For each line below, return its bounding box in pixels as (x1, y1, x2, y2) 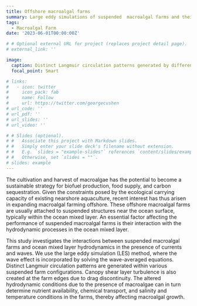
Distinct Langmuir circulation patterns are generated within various (6, 262, 168, 269)
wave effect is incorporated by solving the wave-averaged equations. (6, 256, 174, 263)
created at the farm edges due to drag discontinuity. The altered (6, 274, 161, 281)
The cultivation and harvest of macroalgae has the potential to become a (6, 176, 182, 183)
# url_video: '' (6, 122, 46, 128)
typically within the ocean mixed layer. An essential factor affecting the (6, 213, 177, 220)
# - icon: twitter (6, 84, 57, 90)
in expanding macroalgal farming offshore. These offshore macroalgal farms (6, 200, 191, 208)
